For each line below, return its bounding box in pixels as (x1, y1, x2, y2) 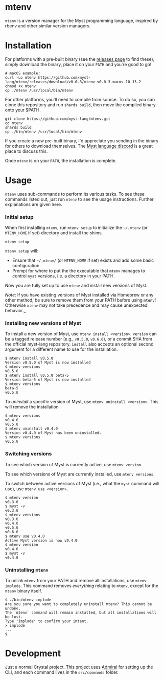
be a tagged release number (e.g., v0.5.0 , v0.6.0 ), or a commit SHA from (5, 336, 153, 342)
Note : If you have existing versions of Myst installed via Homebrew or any (5, 292, 154, 298)
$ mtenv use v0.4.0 (5, 534, 45, 539)
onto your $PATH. (5, 107, 41, 113)
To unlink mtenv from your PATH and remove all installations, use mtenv (5, 578, 147, 583)
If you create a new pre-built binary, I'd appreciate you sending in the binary (5, 137, 159, 143)
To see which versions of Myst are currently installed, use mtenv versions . (5, 471, 155, 477)
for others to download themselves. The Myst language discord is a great (5, 143, 153, 149)
